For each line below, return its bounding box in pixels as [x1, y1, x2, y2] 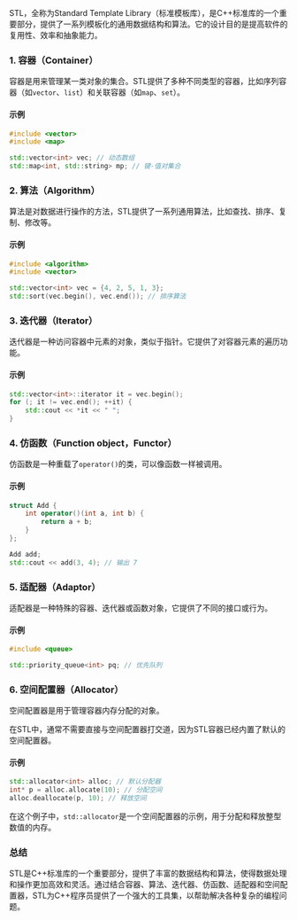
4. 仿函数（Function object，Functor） [9, 437, 177, 449]
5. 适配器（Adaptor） [9, 581, 101, 593]
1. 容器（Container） [9, 54, 99, 66]
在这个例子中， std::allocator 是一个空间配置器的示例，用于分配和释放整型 [9, 811, 282, 822]
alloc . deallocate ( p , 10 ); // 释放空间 [9, 794, 148, 803]
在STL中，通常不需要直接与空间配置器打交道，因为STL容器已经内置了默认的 [9, 724, 286, 735]
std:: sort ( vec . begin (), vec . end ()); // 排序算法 [9, 292, 187, 301]
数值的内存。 [9, 823, 56, 832]
